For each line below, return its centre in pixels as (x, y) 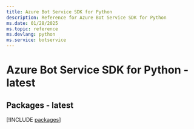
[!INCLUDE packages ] (34, 120)
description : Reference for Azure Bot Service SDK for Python (86, 18)
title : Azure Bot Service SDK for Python (59, 12)
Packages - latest (40, 105)
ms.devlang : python (31, 35)
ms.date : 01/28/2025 (32, 23)
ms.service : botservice (36, 40)
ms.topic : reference (32, 29)
